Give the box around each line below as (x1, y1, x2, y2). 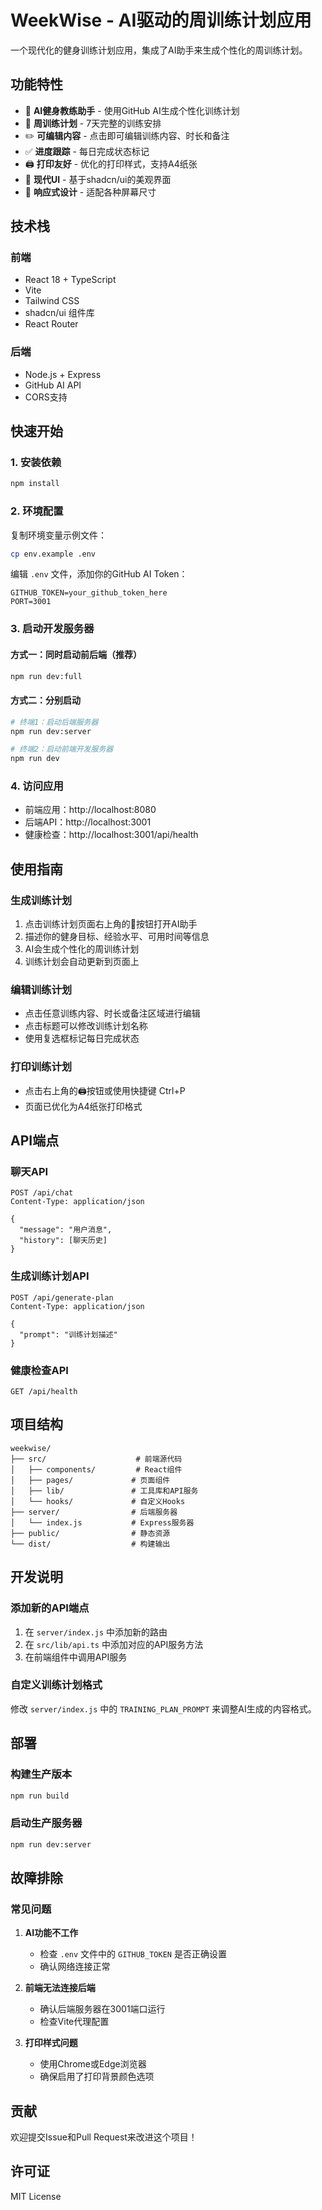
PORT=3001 (10, 597, 52, 607)
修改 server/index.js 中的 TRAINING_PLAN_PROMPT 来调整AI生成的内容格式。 (10, 1702, 317, 1715)
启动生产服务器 (10, 1816, 83, 1830)
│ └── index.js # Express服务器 (10, 1517, 195, 1528)
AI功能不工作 (24, 1927, 79, 1939)
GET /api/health (10, 1387, 78, 1397)
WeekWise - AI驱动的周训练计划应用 (10, 9, 312, 32)
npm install (10, 479, 60, 489)
